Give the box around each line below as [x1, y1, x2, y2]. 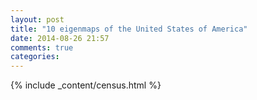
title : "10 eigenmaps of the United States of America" [10, 24, 248, 34]
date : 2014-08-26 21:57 [10, 33, 110, 43]
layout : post [10, 14, 65, 25]
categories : [10, 52, 60, 62]
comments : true [10, 42, 74, 53]
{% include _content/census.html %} [10, 79, 162, 91]
